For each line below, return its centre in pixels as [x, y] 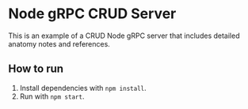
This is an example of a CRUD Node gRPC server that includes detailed [124, 36]
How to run [36, 69]
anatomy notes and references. [59, 43]
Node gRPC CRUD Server [92, 14]
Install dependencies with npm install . [83, 88]
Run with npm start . [52, 96]
